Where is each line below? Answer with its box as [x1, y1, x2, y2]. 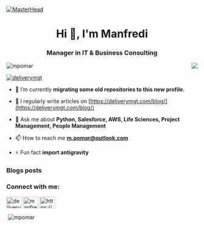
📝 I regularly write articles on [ [15, 98, 91, 105]
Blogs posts [6, 166, 42, 175]
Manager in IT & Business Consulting [46, 49, 158, 57]
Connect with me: [6, 183, 60, 191]
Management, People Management [15, 122, 106, 130]
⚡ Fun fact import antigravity [15, 149, 89, 156]
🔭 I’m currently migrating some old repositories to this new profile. [15, 86, 185, 93]
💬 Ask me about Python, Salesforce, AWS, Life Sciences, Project [15, 116, 180, 123]
